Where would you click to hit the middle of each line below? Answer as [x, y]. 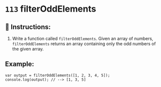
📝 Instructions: [28, 27]
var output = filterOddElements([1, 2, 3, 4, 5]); [58, 75]
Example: [20, 64]
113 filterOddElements [51, 9]
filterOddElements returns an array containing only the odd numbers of [84, 44]
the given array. [28, 49]
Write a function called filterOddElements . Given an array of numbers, [83, 38]
